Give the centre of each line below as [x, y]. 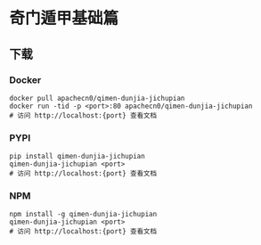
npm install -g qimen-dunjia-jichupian [83, 215]
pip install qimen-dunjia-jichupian [77, 157]
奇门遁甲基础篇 [64, 18]
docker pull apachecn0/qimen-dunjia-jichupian [97, 98]
